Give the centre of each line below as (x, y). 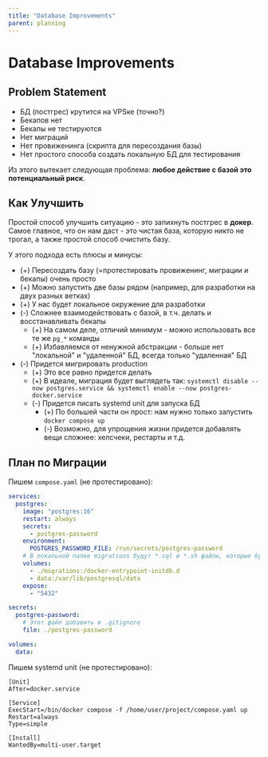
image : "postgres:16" (58, 511)
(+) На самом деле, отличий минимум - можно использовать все (144, 330)
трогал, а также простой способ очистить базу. (89, 239)
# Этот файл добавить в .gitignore (82, 623)
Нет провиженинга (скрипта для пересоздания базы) (110, 146)
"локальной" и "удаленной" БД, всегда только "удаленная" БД (139, 355)
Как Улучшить (46, 203)
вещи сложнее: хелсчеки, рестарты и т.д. (114, 438)
